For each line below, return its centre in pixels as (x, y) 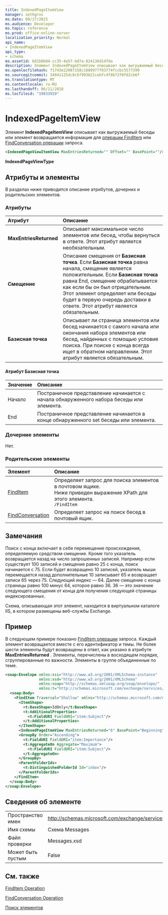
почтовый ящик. (74, 519)
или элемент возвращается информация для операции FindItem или (78, 138)
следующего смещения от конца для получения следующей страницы (81, 591)
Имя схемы (22, 830)
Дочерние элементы (32, 435)
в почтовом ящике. (77, 487)
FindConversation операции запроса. (44, 143)
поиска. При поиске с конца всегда (106, 345)
